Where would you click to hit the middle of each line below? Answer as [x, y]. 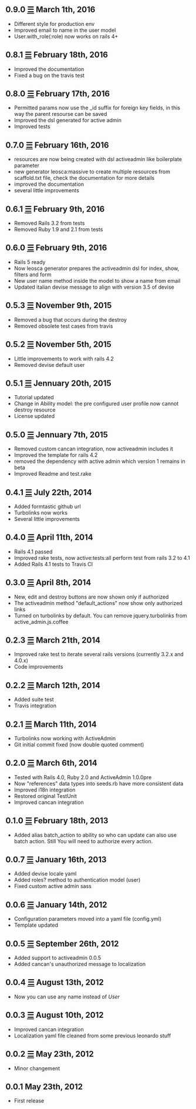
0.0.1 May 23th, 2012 [44, 1086]
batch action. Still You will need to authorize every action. [83, 841]
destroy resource [35, 410]
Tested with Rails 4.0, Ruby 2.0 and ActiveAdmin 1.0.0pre [83, 777]
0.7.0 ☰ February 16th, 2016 [57, 145]
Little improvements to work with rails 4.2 [64, 359]
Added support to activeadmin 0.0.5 [58, 958]
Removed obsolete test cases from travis [63, 326]
